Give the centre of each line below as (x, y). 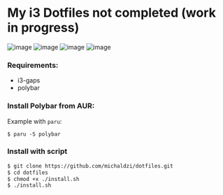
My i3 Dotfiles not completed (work (112, 13)
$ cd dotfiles (28, 173)
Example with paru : (35, 121)
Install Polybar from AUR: (51, 106)
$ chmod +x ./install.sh (43, 179)
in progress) (43, 28)
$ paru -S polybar (34, 134)
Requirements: (33, 65)
